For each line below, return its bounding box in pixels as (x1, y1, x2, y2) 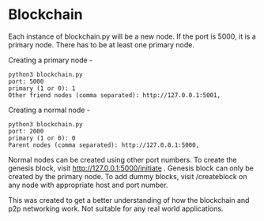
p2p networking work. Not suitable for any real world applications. (8, 204, 224, 213)
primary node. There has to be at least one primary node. (8, 39, 195, 49)
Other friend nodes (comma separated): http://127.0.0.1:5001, (8, 91, 221, 99)
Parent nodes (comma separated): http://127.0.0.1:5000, (8, 140, 200, 149)
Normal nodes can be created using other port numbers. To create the (8, 155, 237, 164)
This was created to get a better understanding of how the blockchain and (8, 195, 250, 204)
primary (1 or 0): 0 (8, 134, 77, 142)
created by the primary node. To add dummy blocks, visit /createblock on (8, 171, 247, 181)
